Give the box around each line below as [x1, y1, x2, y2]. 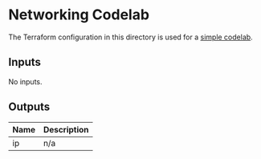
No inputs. [8, 76, 43, 86]
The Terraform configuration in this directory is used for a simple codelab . [8, 32, 253, 42]
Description [43, 124, 90, 135]
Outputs [8, 100, 51, 114]
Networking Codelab [8, 6, 150, 24]
